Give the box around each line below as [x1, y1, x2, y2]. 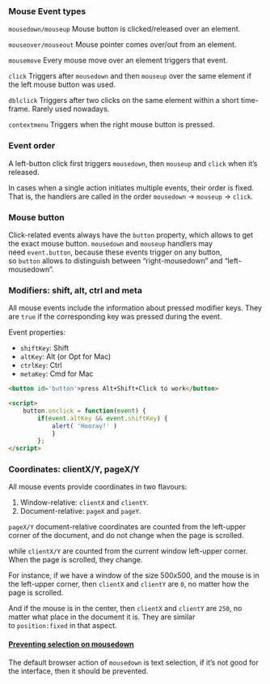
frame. [8, 104, 31, 114]
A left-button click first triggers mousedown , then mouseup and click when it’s [8, 158, 258, 168]
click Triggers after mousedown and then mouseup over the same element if [8, 71, 252, 81]
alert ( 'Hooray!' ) [51, 421, 117, 430]
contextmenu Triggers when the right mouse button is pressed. [8, 120, 215, 130]
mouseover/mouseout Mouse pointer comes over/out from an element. [8, 40, 237, 49]
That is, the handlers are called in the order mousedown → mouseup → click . [8, 191, 253, 201]
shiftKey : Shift [19, 343, 69, 353]
